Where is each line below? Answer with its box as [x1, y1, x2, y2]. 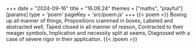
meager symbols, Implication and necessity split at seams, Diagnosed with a [6, 29, 190, 36]
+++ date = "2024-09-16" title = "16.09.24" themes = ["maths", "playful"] [6, 5, 183, 12]
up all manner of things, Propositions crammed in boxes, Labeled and [6, 17, 174, 24]
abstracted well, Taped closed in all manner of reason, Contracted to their [6, 23, 184, 30]
